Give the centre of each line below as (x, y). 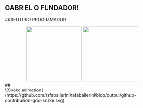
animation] (32, 90)
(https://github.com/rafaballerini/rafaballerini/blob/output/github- (71, 95)
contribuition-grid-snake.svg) (35, 100)
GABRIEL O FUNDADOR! (42, 8)
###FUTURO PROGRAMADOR (36, 19)
